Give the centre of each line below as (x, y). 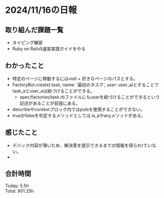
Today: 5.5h (17, 186)
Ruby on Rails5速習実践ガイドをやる (49, 49)
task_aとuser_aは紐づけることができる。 (53, 91)
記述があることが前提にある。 (50, 103)
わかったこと (25, 66)
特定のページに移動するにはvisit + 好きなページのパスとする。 (75, 78)
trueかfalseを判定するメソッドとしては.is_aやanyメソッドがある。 (79, 115)
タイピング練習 (27, 43)
